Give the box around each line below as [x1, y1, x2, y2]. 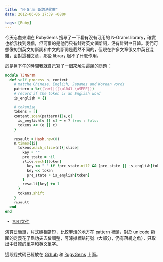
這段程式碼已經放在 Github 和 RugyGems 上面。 [5, 251, 100, 257]
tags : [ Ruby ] [5, 20, 32, 25]
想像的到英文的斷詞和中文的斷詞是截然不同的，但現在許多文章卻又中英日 [5, 47, 149, 53]
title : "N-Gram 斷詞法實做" [5, 7, 58, 12]
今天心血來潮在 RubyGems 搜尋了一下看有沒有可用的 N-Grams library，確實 [5, 35, 156, 40]
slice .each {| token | [22, 159, 62, 164]
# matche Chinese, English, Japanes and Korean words [14, 82, 125, 87]
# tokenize [14, 104, 36, 110]
